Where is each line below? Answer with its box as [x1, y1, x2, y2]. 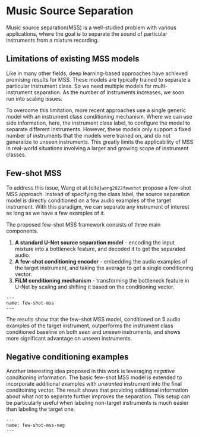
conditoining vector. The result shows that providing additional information [6, 386, 188, 394]
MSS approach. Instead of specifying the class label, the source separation [6, 190, 190, 197]
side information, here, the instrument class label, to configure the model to [6, 119, 191, 126]
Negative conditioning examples [6, 352, 129, 362]
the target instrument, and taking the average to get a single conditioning [14, 264, 194, 271]
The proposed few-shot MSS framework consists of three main [6, 221, 161, 228]
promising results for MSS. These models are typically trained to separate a [6, 76, 191, 83]
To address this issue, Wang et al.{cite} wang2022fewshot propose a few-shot [6, 184, 191, 191]
